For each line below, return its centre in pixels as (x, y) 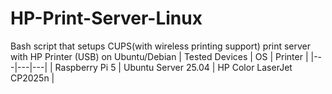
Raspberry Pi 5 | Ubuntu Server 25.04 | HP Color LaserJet (173, 67)
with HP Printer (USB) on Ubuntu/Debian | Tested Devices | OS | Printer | (159, 56)
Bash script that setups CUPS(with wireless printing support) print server (161, 46)
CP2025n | (32, 78)
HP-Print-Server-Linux (106, 18)
